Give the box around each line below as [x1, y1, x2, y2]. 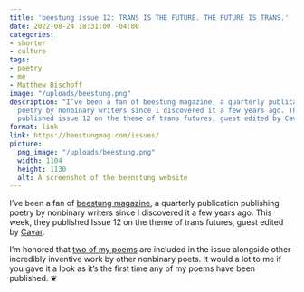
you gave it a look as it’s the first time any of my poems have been [9, 263, 256, 274]
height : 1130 [17, 165, 67, 174]
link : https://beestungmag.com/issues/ [9, 131, 160, 140]
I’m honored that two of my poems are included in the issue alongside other [9, 244, 291, 255]
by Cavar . [9, 227, 45, 238]
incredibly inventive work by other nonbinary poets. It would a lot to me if [9, 254, 282, 265]
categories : [9, 30, 54, 39]
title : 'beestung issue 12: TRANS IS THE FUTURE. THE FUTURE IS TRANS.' [9, 13, 290, 23]
